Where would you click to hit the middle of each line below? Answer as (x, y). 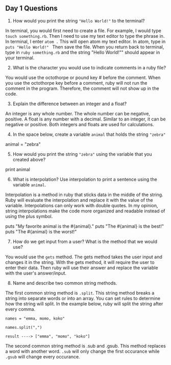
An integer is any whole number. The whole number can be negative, (78, 113)
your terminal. (20, 58)
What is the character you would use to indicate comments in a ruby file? (89, 67)
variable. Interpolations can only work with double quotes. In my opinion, (82, 205)
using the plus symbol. (29, 216)
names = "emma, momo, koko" (35, 319)
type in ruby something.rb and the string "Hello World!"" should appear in (83, 52)
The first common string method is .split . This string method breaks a (80, 293)
